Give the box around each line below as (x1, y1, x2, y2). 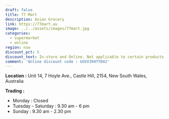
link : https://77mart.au (5, 21, 58, 27)
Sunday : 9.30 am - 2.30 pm (12, 108, 71, 114)
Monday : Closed (12, 98, 49, 104)
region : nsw (5, 45, 30, 50)
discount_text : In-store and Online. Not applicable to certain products (5, 54, 164, 59)
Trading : (5, 88, 25, 94)
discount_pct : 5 (5, 49, 39, 54)
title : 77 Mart (5, 12, 37, 17)
